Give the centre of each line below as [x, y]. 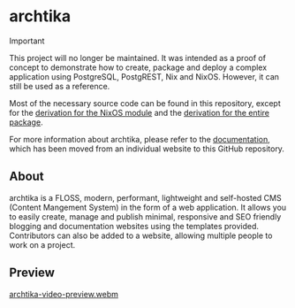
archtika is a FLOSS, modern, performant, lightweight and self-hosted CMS [145, 197]
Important [27, 41]
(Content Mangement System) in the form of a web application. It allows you [148, 207]
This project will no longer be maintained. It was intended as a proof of [138, 58]
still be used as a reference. [60, 86]
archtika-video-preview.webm [64, 294]
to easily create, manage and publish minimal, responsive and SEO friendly [145, 216]
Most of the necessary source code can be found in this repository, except [145, 103]
